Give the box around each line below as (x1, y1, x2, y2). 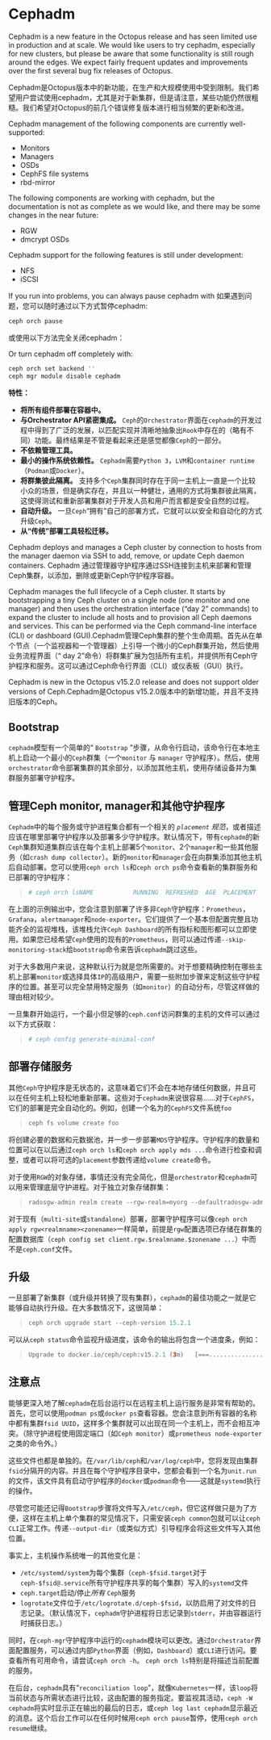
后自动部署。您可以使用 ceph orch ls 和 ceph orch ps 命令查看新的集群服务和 (8, 862, 258, 872)
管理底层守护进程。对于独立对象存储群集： (29, 1182, 171, 1192)
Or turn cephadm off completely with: (8, 349, 133, 358)
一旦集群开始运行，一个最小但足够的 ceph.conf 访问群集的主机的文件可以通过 (8, 1009, 261, 1019)
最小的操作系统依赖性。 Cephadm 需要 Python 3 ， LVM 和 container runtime (19, 455, 256, 465)
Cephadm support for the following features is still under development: (8, 249, 244, 259)
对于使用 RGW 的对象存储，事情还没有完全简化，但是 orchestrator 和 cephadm (8, 1172, 251, 1181)
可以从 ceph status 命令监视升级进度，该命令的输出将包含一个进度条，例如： (8, 1335, 261, 1344)
